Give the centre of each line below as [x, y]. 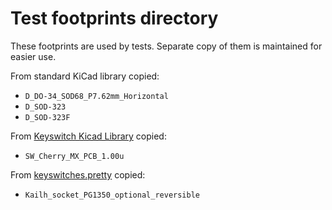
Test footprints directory [114, 18]
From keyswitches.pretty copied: [78, 174]
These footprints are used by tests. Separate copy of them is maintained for [166, 46]
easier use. [33, 56]
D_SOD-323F [47, 117]
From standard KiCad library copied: [85, 76]
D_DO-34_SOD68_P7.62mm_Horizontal [96, 96]
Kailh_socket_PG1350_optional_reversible [112, 195]
